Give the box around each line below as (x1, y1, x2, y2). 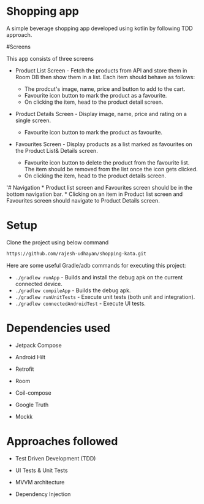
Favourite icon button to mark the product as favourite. (24, 128, 163, 136)
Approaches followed (6, 434, 118, 448)
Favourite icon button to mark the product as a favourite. (24, 91, 167, 99)
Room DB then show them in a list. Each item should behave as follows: (15, 73, 195, 80)
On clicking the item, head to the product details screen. (24, 172, 167, 179)
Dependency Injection (15, 490, 71, 498)
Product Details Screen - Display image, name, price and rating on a (15, 110, 187, 117)
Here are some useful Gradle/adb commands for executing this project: (6, 262, 186, 269)
